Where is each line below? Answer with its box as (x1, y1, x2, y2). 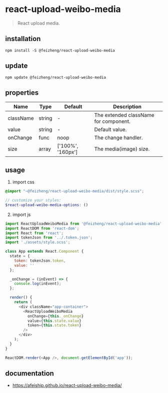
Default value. (94, 126, 127, 133)
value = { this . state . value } (27, 318, 81, 323)
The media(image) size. (94, 145, 150, 152)
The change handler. (94, 134, 143, 141)
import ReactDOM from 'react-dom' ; (5, 226, 79, 231)
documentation (5, 369, 54, 377)
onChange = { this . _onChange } (27, 313, 84, 319)
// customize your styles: (5, 198, 61, 203)
